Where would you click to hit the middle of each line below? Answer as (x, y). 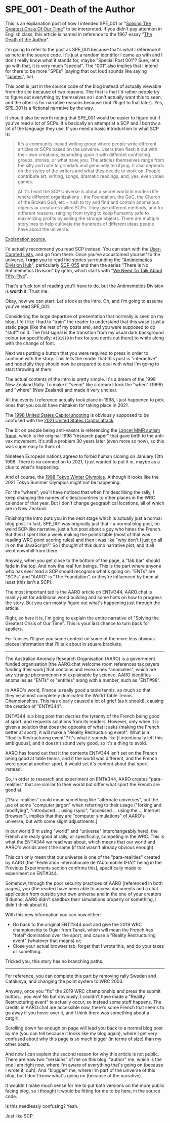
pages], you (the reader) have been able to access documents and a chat (82, 888)
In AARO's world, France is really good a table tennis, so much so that (78, 690)
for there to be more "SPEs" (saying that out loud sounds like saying (76, 71)
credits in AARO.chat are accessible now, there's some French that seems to (85, 1007)
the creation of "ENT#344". (34, 706)
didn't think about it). (27, 904)
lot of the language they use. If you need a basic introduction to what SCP (82, 129)
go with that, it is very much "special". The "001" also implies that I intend (82, 66)
